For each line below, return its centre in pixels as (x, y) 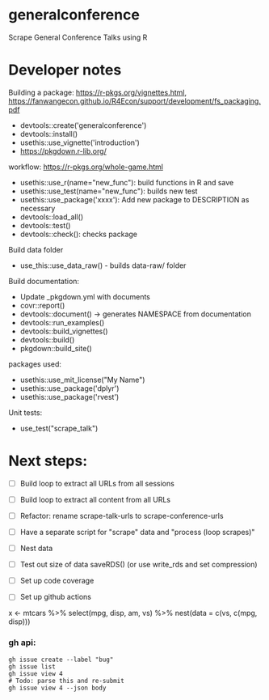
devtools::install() (49, 134)
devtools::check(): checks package (79, 234)
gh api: (22, 643)
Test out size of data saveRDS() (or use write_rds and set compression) (139, 565)
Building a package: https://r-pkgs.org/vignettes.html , (98, 92)
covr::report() (42, 305)
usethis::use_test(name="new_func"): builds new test (109, 191)
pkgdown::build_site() (56, 348)
